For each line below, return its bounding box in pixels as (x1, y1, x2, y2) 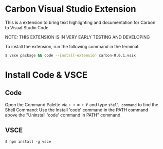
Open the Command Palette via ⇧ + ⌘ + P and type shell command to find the (5, 101, 159, 108)
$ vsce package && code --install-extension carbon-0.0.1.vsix (5, 53, 136, 58)
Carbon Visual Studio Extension (5, 3, 136, 15)
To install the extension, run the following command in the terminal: (5, 43, 140, 49)
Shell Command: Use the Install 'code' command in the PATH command (5, 107, 148, 112)
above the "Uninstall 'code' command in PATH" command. (5, 112, 122, 118)
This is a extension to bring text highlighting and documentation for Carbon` (5, 19, 157, 25)
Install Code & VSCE (5, 70, 88, 80)
